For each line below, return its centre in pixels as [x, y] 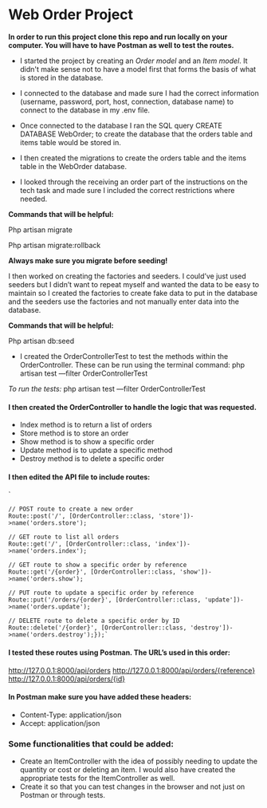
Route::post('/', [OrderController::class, [82, 516]
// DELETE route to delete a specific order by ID [94, 621]
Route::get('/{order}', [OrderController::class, [92, 572]
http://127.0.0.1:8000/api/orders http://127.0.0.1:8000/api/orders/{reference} [132, 670]
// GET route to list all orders [64, 537]
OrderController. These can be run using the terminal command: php [132, 365]
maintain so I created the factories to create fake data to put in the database [133, 293]
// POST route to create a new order [71, 509]
